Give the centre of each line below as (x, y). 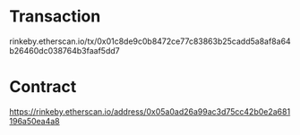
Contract (43, 87)
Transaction (55, 17)
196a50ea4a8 (34, 121)
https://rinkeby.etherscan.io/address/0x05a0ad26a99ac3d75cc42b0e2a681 (150, 111)
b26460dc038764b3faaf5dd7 (64, 50)
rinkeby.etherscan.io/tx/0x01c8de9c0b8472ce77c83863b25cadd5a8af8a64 (150, 41)
